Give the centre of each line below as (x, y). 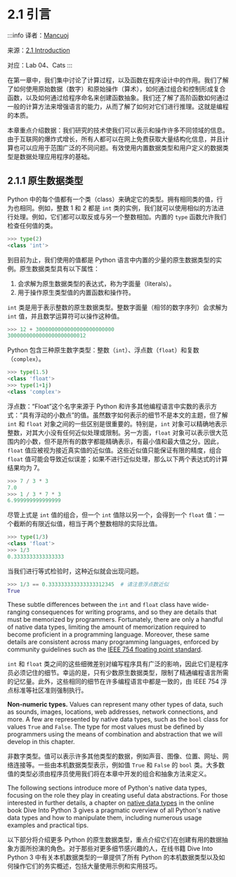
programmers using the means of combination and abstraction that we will (115, 734)
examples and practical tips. (48, 825)
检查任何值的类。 (32, 225)
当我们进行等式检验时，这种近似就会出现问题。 (75, 571)
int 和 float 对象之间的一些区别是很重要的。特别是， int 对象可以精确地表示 (117, 423)
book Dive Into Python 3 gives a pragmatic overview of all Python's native (114, 810)
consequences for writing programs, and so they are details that (124, 612)
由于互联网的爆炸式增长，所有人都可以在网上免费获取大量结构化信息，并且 (115, 139)
